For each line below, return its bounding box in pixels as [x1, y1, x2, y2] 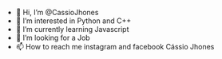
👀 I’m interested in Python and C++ [15, 16, 132, 26]
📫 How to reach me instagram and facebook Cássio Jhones [15, 42, 215, 51]
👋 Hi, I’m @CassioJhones [15, 8, 99, 17]
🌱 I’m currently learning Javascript [15, 25, 129, 33]
